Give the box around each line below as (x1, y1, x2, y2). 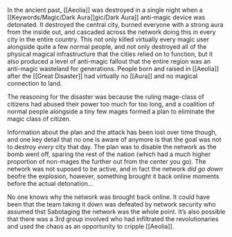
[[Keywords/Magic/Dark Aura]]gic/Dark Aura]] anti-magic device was (7, 13, 206, 21)
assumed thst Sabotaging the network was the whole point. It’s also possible (7, 207, 226, 216)
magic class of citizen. (7, 115, 71, 123)
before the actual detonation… (7, 180, 93, 187)
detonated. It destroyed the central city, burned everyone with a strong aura (7, 21, 224, 28)
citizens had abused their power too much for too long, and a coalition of (7, 100, 215, 108)
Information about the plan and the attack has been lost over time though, (7, 128, 217, 136)
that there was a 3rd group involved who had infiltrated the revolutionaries (7, 215, 219, 223)
